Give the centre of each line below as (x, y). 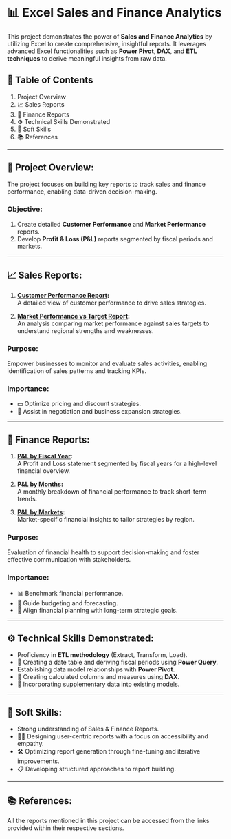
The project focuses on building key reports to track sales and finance (107, 184)
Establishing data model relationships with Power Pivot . (96, 669)
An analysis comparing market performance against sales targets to (113, 323)
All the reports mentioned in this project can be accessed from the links (108, 821)
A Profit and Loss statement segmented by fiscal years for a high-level (117, 464)
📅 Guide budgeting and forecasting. (67, 603)
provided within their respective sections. (66, 828)
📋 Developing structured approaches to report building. (97, 769)
